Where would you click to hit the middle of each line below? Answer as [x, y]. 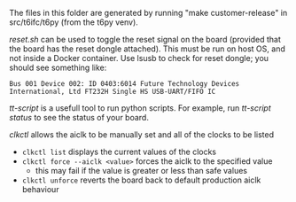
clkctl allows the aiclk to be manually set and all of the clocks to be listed [142, 135]
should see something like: [58, 67]
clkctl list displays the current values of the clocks [119, 151]
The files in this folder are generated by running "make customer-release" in [148, 13]
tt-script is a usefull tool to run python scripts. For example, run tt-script [140, 108]
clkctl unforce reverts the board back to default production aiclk [141, 180]
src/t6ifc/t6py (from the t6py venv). [74, 22]
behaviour [40, 189]
